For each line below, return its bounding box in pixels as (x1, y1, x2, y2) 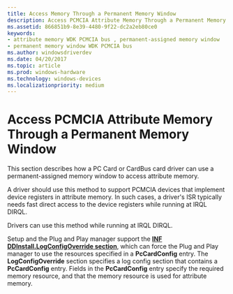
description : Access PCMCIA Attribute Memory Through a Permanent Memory (7, 17, 227, 24)
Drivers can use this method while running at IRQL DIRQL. (7, 221, 173, 230)
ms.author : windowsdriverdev (7, 50, 92, 57)
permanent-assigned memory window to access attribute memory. (7, 172, 200, 180)
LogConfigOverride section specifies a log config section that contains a (7, 257, 218, 265)
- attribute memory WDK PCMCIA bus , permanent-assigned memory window (7, 36, 220, 43)
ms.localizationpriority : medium (7, 82, 105, 89)
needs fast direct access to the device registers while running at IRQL (7, 200, 207, 209)
